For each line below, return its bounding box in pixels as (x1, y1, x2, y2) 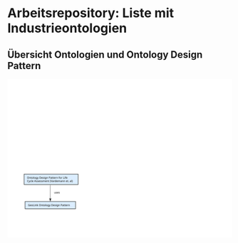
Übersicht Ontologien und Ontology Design (7, 48, 203, 61)
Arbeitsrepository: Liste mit (7, 5, 175, 21)
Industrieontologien (7, 20, 128, 36)
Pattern (7, 59, 41, 72)
